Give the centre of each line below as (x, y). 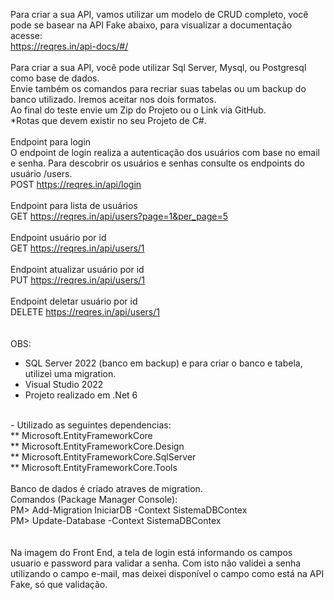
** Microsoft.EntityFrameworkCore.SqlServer (103, 457)
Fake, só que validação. (59, 584)
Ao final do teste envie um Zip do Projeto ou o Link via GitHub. (138, 110)
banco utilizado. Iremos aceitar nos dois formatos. (113, 99)
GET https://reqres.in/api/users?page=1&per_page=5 (119, 216)
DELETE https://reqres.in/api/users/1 (85, 312)
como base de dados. (55, 78)
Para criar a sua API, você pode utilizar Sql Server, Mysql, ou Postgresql (158, 67)
